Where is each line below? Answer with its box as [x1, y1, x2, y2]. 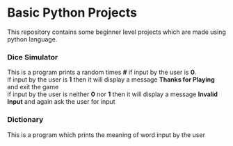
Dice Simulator [7, 52, 58, 62]
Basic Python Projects [7, 5, 138, 21]
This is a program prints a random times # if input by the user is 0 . [7, 68, 197, 77]
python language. [7, 35, 58, 43]
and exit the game [7, 83, 59, 91]
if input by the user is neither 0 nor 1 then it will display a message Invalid [7, 90, 218, 98]
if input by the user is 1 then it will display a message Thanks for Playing [7, 75, 215, 84]
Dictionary [7, 115, 44, 125]
